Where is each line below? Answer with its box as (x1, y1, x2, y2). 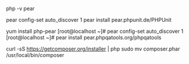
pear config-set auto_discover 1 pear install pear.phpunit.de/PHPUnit (6, 16, 171, 23)
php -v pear (6, 5, 35, 12)
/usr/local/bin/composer (6, 52, 64, 58)
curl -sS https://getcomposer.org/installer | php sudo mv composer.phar (6, 45, 180, 52)
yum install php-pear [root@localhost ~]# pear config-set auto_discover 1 (6, 28, 184, 35)
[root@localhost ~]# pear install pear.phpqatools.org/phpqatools (6, 34, 162, 41)
